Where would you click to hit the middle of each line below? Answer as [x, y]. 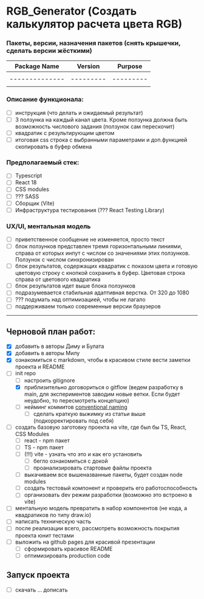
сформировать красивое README [68, 549]
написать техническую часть [53, 522]
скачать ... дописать [41, 590]
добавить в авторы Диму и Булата [59, 346]
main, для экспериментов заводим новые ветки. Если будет [102, 394]
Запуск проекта [38, 575]
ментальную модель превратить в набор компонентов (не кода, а [101, 508]
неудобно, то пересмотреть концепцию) [76, 400]
